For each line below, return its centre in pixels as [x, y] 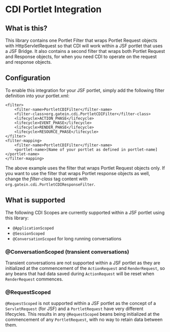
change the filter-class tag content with [46, 179]
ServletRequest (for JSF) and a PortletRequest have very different [74, 309]
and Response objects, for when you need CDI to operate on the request [81, 57]
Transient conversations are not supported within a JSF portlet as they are [83, 263]
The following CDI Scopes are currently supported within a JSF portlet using [85, 212]
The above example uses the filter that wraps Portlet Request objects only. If [85, 168]
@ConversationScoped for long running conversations [67, 238]
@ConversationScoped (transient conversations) [67, 252]
